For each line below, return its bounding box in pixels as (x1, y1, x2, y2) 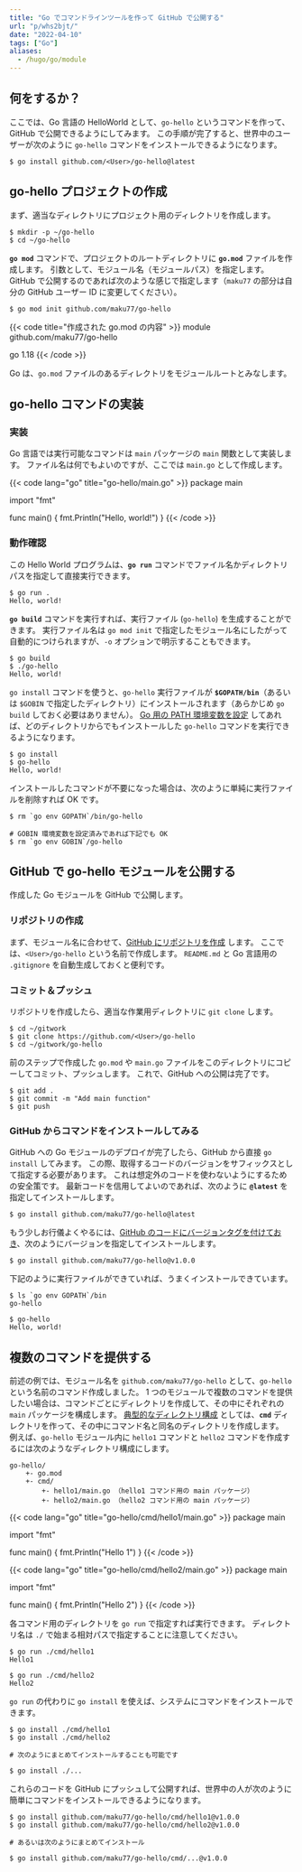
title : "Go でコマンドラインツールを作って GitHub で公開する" (9, 13, 224, 23)
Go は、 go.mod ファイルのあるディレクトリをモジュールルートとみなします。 (9, 368, 292, 378)
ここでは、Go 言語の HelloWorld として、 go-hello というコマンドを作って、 (9, 116, 290, 127)
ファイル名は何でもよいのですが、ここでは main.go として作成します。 (26, 460, 288, 470)
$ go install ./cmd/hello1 (9, 1726, 111, 1735)
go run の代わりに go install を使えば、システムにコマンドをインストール (9, 1696, 286, 1707)
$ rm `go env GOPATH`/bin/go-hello (9, 812, 143, 821)
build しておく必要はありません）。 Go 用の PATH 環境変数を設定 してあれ (9, 709, 282, 720)
